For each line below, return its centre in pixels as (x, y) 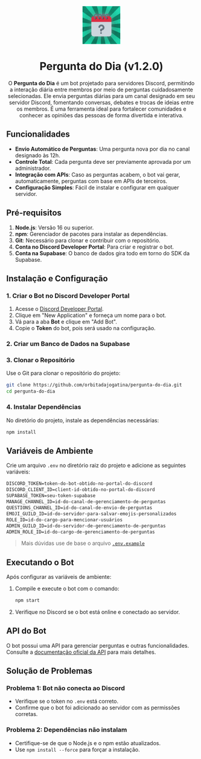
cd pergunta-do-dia (31, 392)
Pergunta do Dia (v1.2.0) (101, 67)
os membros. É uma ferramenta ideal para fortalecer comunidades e (101, 109)
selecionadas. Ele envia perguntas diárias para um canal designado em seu (101, 96)
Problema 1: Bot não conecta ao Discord (66, 688)
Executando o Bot (40, 562)
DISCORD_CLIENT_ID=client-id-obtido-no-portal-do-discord (81, 490)
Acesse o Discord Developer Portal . (59, 309)
